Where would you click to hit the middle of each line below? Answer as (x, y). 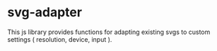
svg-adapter (45, 12)
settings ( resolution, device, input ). (60, 39)
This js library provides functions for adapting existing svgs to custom (109, 32)
